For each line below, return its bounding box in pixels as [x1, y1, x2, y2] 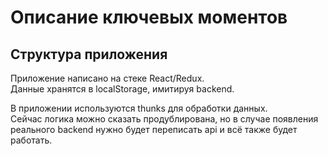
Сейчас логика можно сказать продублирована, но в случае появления [10, 113, 319, 125]
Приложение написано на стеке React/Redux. [10, 72, 205, 84]
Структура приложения [10, 46, 168, 63]
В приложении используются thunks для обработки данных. [10, 102, 268, 114]
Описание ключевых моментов [10, 6, 288, 29]
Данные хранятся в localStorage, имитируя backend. [10, 83, 235, 95]
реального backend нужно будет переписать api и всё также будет [10, 124, 298, 135]
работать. [10, 134, 53, 146]
